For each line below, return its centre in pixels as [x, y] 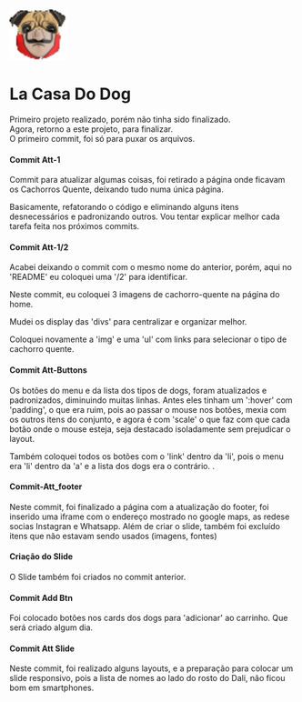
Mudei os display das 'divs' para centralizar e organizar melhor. [128, 322]
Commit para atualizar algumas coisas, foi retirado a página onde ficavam [147, 180]
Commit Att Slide [42, 648]
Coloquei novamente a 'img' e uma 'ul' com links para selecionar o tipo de [148, 339]
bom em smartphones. [52, 688]
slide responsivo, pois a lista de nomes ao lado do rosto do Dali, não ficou [147, 678]
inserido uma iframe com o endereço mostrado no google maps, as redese [150, 516]
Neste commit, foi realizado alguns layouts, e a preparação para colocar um [151, 668]
